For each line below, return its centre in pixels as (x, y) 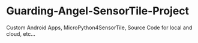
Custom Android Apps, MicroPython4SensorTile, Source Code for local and (99, 27)
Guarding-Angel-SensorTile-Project (98, 11)
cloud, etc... (21, 33)
